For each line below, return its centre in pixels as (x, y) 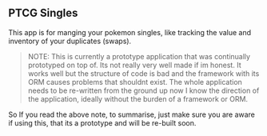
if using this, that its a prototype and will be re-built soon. (102, 122)
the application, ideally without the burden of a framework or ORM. (138, 98)
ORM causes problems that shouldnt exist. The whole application (135, 82)
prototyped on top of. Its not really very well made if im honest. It (134, 65)
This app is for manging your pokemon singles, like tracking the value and (130, 32)
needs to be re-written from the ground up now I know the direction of (143, 90)
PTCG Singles (43, 13)
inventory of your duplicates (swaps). (70, 41)
